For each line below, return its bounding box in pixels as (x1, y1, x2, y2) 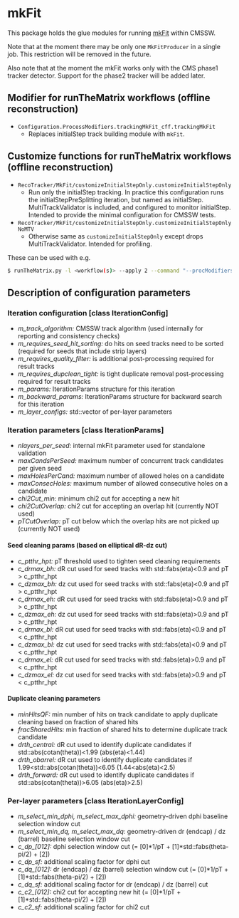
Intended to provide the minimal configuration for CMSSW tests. (28, 210, 216, 219)
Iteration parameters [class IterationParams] (7, 425, 164, 435)
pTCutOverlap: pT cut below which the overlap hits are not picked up (17, 517, 220, 526)
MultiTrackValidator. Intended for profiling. (28, 239, 153, 248)
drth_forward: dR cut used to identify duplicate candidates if (17, 771, 194, 779)
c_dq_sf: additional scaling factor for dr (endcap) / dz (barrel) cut (17, 880, 208, 889)
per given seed (17, 464, 62, 473)
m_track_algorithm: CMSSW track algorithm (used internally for (17, 324, 204, 333)
